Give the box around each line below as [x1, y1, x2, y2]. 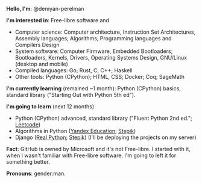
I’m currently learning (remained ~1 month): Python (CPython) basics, [6, 85, 181, 92]
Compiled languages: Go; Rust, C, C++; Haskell [14, 67, 133, 74]
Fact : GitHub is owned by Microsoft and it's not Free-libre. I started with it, [6, 146, 191, 152]
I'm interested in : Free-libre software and [6, 17, 110, 23]
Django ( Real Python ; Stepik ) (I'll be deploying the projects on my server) [14, 134, 197, 141]
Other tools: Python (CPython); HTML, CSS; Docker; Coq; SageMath [14, 73, 185, 80]
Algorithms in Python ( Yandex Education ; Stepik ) [14, 128, 136, 134]
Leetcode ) [14, 121, 41, 128]
